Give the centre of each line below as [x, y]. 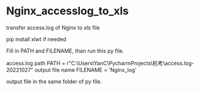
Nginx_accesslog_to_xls [67, 11]
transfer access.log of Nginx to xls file [53, 28]
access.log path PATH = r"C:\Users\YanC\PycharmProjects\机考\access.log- [100, 63]
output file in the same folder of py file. [54, 81]
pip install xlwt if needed [37, 39]
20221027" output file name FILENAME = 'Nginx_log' [71, 69]
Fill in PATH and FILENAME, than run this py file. [65, 51]
